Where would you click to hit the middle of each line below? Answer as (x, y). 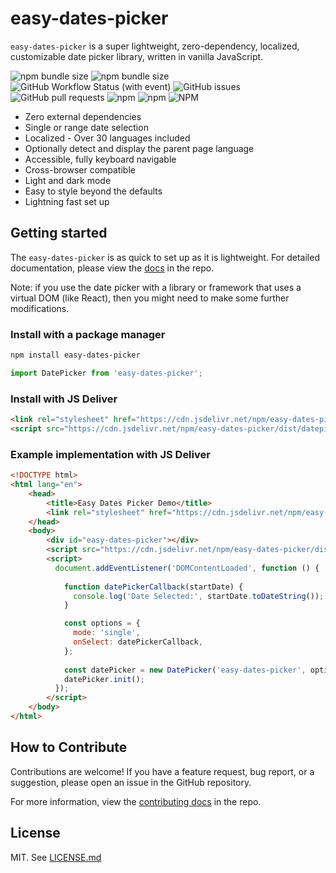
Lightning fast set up (67, 201)
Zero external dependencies (83, 116)
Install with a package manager (88, 334)
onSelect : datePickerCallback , (138, 642)
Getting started (59, 233)
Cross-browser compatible (80, 169)
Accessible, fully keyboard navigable (100, 159)
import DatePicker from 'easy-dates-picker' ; (106, 373)
